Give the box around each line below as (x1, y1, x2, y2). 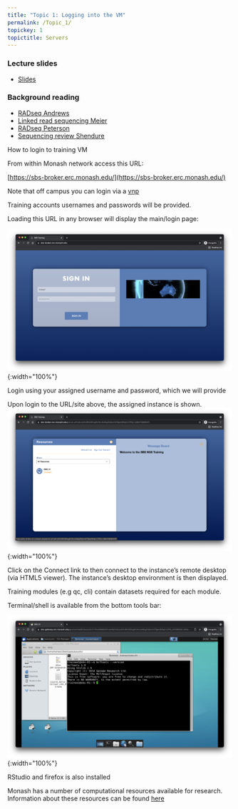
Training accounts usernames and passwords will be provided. (7, 200, 192, 209)
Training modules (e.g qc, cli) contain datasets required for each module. (7, 587, 222, 596)
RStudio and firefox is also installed (7, 773, 110, 781)
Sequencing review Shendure (17, 131, 105, 140)
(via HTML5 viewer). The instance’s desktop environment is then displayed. (7, 573, 229, 581)
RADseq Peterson (17, 123, 70, 132)
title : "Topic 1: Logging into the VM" (7, 11, 126, 19)
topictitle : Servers (7, 34, 69, 41)
